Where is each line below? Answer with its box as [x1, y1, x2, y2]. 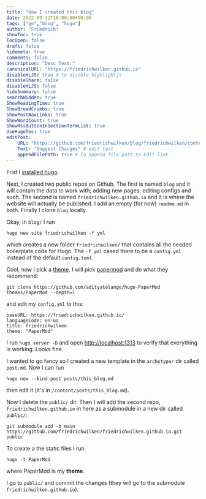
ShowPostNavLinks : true [6, 112, 67, 118]
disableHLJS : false [6, 83, 56, 90]
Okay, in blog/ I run [6, 218, 55, 226]
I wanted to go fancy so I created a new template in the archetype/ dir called [6, 357, 199, 365]
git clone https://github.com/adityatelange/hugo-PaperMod [6, 284, 161, 290]
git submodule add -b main [6, 423, 75, 429]
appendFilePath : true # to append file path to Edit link [17, 151, 169, 158]
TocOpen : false [6, 37, 45, 44]
